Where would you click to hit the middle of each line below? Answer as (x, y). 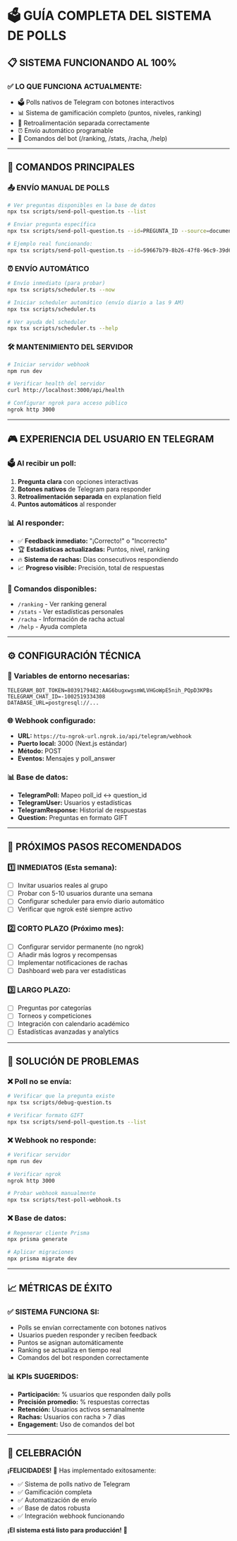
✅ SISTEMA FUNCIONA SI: (54, 1312)
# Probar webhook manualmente (52, 1194)
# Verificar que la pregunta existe (61, 1096)
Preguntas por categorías (54, 1008)
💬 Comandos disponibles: (52, 589)
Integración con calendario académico (73, 1024)
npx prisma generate (38, 1240)
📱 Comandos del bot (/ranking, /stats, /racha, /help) (92, 138)
